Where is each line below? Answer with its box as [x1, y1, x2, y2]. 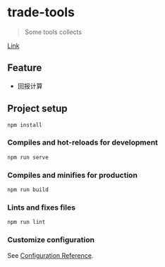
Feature [7, 62, 42, 74]
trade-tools [7, 4, 75, 21]
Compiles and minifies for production [7, 170, 137, 180]
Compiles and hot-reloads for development [7, 137, 159, 147]
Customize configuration [7, 235, 95, 245]
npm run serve [7, 154, 49, 161]
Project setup [7, 103, 68, 115]
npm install [7, 121, 42, 128]
